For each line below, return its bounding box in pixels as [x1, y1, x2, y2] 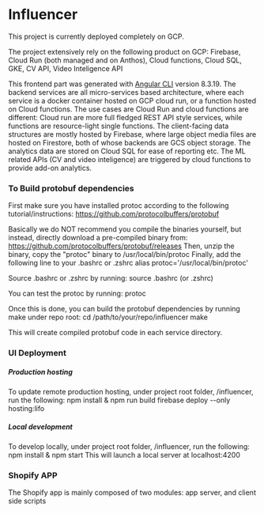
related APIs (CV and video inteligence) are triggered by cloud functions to [8, 154, 251, 164]
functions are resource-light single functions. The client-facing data [8, 121, 229, 130]
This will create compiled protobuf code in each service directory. [8, 328, 223, 338]
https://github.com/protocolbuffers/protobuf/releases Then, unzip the [8, 241, 235, 251]
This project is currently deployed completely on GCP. [8, 32, 184, 41]
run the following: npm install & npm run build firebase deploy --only [8, 395, 231, 405]
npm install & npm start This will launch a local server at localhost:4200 [8, 451, 241, 460]
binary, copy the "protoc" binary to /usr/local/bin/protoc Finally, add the [8, 250, 241, 259]
